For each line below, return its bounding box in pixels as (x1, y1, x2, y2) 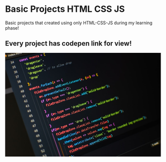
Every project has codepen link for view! (5, 40, 132, 48)
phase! (5, 25, 19, 31)
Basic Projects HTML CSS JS (5, 3, 125, 15)
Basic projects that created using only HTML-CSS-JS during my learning (5, 20, 153, 26)
